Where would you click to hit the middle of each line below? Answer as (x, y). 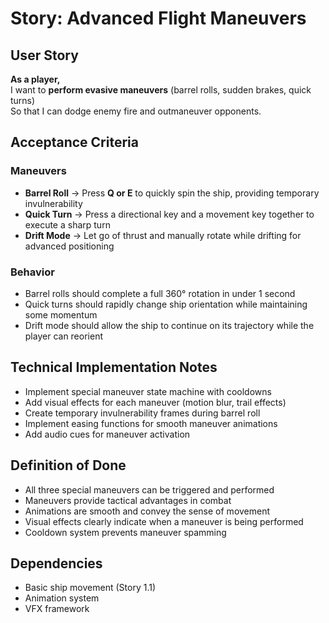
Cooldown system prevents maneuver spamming (125, 532)
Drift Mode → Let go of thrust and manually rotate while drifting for (163, 235)
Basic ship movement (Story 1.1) (90, 588)
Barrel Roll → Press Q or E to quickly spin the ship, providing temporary (172, 193)
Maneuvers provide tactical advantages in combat (128, 500)
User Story (44, 55)
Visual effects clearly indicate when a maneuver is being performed (164, 521)
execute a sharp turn (67, 224)
